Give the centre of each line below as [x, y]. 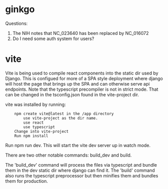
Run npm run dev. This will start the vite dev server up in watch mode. [78, 145]
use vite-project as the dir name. [61, 118]
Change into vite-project [42, 131]
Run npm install [32, 136]
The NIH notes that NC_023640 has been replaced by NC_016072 [80, 33]
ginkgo [20, 9]
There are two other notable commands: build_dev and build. [69, 155]
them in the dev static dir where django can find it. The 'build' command [80, 170]
